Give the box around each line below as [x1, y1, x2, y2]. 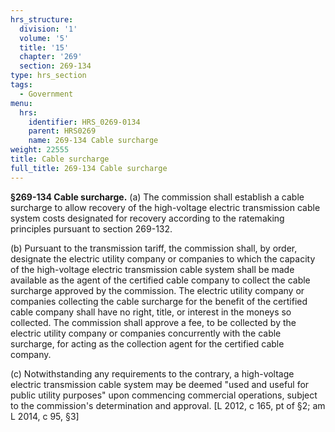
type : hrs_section [10, 71, 87, 81]
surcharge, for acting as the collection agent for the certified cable [10, 337, 285, 350]
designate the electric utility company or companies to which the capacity [10, 252, 316, 265]
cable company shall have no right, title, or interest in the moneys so [10, 306, 292, 318]
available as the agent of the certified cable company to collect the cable [10, 274, 311, 286]
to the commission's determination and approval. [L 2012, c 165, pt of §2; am [10, 399, 326, 411]
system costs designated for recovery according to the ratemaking [10, 212, 285, 224]
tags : [10, 80, 33, 90]
